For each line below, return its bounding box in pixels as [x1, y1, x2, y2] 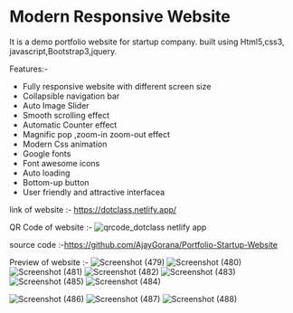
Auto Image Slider [22, 100, 90, 110]
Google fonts [22, 147, 71, 159]
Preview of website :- [9, 256, 89, 268]
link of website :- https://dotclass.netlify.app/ [9, 204, 177, 214]
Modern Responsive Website [9, 6, 231, 27]
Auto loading [22, 167, 71, 178]
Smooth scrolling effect [22, 109, 110, 120]
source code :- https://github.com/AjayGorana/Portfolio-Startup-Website [9, 239, 279, 250]
